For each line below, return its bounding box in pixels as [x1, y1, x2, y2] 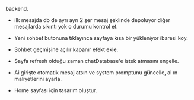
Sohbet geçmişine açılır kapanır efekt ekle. [14, 46, 119, 53]
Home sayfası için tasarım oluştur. [14, 87, 97, 94]
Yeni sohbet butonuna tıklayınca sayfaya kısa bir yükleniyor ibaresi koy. [14, 35, 188, 41]
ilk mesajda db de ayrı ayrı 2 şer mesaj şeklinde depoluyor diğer [14, 17, 170, 23]
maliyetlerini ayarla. [14, 76, 62, 82]
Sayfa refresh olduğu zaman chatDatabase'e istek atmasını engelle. [14, 58, 179, 64]
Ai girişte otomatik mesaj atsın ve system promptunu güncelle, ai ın [14, 69, 178, 76]
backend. [5, 5, 28, 12]
